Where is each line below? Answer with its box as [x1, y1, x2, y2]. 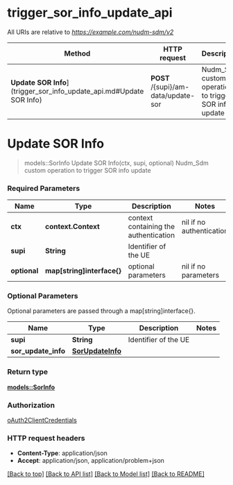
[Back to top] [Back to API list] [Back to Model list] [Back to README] [7, 470, 205, 478]
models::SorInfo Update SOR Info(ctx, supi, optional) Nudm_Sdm [24, 158, 209, 167]
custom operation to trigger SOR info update [24, 166, 151, 174]
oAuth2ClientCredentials [7, 416, 78, 425]
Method [64, 49, 91, 58]
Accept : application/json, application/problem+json [17, 457, 165, 465]
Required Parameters [7, 183, 80, 193]
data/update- [150, 90, 196, 100]
